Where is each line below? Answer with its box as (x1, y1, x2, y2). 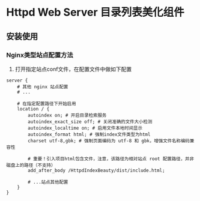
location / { (17, 106, 50, 112)
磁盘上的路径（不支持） (6, 162, 56, 168)
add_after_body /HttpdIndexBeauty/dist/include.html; (28, 167, 165, 173)
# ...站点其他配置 (28, 179, 68, 185)
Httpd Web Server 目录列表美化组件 (6, 5, 184, 19)
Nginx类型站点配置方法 (6, 50, 73, 59)
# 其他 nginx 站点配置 (17, 83, 68, 90)
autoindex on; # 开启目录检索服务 (28, 112, 107, 118)
